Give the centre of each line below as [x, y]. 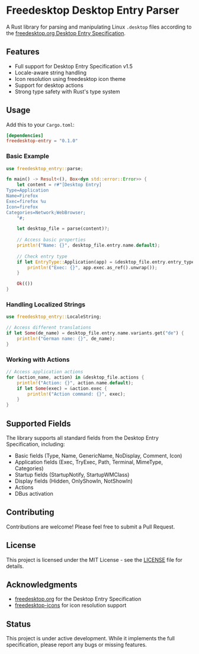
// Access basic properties [51, 240]
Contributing [30, 512]
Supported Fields [38, 423]
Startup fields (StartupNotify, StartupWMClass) [72, 475]
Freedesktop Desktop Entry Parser [93, 10]
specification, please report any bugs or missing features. [76, 645]
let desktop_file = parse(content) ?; [63, 229]
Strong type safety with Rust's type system [67, 91]
